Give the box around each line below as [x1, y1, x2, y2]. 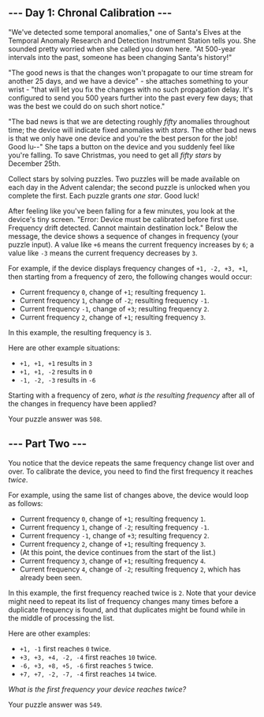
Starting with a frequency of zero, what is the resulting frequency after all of [8, 391, 255, 400]
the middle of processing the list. [8, 613, 115, 623]
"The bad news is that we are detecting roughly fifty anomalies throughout [8, 116, 250, 126]
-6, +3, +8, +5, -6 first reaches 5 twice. [19, 660, 154, 670]
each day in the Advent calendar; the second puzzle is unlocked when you [8, 182, 251, 192]
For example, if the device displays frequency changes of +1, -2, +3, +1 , [8, 263, 248, 273]
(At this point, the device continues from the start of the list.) [19, 547, 217, 557]
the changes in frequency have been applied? [8, 398, 157, 408]
